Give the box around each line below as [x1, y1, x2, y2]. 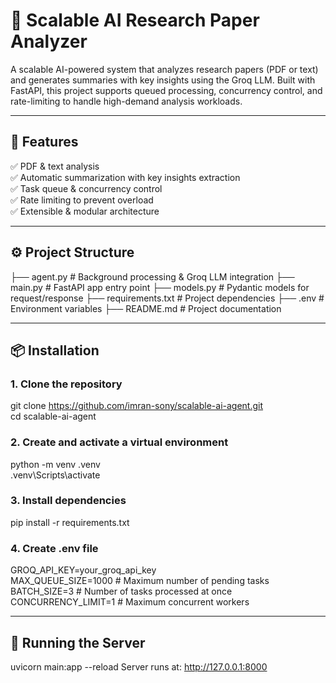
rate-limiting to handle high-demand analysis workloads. [10, 95, 243, 107]
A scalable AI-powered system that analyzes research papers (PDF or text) [10, 63, 319, 75]
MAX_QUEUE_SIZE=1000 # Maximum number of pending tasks [10, 575, 270, 587]
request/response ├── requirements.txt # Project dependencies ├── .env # [10, 292, 325, 304]
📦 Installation [10, 342, 100, 359]
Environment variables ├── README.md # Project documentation [10, 302, 282, 314]
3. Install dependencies [10, 494, 127, 508]
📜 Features [10, 134, 79, 151]
